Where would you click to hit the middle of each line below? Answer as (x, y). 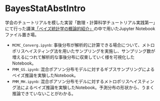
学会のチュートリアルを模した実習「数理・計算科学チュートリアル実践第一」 (81, 22)
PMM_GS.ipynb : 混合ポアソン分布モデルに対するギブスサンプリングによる (83, 69)
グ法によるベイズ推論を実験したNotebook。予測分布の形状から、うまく (83, 87)
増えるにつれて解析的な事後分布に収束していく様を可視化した (73, 57)
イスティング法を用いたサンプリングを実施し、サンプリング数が (92, 51)
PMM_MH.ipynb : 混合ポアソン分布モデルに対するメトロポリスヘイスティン (83, 81)
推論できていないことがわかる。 (44, 93)
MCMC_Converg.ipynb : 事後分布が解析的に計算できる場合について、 (77, 45)
